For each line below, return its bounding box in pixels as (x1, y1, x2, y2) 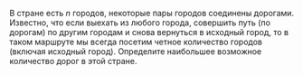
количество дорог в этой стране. (9, 56, 137, 66)
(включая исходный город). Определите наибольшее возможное (9, 46, 262, 57)
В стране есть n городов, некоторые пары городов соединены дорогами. (9, 8, 295, 18)
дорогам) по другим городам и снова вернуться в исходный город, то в (9, 27, 289, 37)
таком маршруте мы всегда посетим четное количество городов (9, 36, 263, 47)
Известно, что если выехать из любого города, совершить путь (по (9, 17, 271, 28)
